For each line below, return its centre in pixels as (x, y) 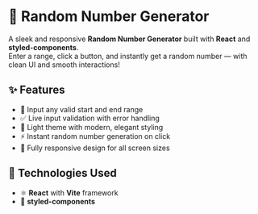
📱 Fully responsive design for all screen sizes (95, 148)
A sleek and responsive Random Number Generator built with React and (129, 39)
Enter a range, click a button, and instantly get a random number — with (128, 56)
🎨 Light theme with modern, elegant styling (92, 127)
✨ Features (37, 90)
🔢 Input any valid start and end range (81, 109)
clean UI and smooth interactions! (64, 65)
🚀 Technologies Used (62, 173)
